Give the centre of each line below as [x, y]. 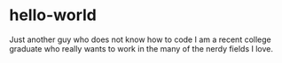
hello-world [53, 15]
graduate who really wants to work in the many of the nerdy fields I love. [141, 48]
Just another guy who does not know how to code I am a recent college [141, 39]
